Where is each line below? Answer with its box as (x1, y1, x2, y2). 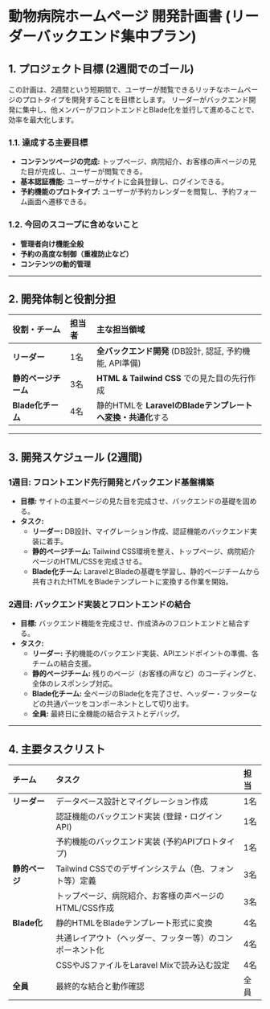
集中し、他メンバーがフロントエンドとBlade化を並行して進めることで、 (22, 105, 259, 114)
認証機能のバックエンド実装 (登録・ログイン (55, 811, 223, 822)
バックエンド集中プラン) (35, 27, 197, 46)
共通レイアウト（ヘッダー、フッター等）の (55, 933, 217, 944)
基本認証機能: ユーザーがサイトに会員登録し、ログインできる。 (19, 177, 229, 187)
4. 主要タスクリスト (8, 742, 106, 756)
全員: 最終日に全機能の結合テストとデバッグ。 (31, 709, 185, 719)
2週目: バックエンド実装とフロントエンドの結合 (8, 599, 191, 610)
